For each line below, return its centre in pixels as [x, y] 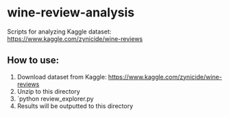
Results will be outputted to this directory [75, 106]
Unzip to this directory [48, 91]
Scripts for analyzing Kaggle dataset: [59, 31]
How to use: [33, 61]
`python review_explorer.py [55, 99]
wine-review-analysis [71, 13]
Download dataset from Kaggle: [62, 77]
